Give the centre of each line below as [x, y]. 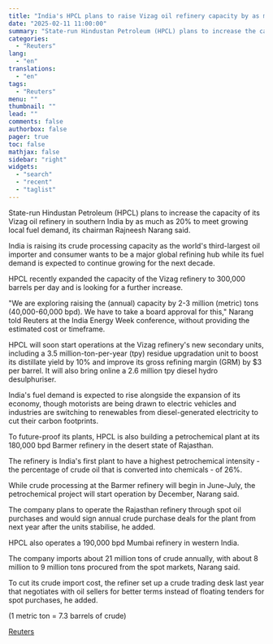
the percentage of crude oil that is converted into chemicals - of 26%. [126, 469]
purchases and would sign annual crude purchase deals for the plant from [132, 518]
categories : [28, 39]
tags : [17, 84]
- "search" [34, 175]
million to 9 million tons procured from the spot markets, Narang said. [124, 567]
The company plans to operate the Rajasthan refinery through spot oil [125, 509]
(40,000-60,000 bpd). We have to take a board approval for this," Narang [131, 311]
